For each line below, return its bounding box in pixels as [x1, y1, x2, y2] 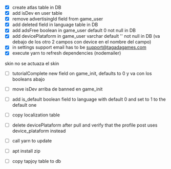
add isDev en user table [12, 10, 62, 16]
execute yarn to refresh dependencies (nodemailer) [12, 50, 121, 56]
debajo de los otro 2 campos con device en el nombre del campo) [12, 39, 152, 45]
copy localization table [12, 112, 60, 118]
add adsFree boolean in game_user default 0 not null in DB [12, 28, 136, 34]
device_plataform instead [12, 128, 66, 134]
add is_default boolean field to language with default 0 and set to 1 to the [12, 96, 166, 102]
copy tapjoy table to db [12, 158, 61, 164]
